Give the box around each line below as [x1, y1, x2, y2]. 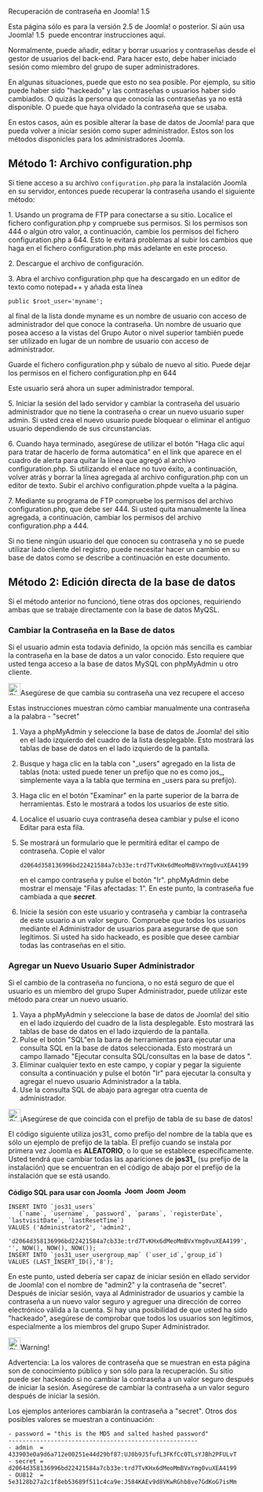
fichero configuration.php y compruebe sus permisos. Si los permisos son [8, 218, 248, 227]
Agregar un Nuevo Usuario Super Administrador [8, 960, 195, 971]
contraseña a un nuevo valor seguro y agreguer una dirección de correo [8, 1297, 242, 1306]
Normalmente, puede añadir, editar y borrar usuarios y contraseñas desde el [8, 46, 256, 54]
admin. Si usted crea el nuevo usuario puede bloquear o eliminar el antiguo [8, 415, 250, 424]
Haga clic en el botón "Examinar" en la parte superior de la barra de [19, 790, 239, 800]
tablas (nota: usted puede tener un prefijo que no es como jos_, [19, 766, 225, 777]
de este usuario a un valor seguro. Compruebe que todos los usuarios [19, 915, 246, 924]
